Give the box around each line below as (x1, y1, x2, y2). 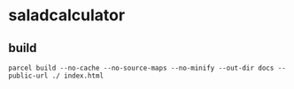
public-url (8, 71, 49, 80)
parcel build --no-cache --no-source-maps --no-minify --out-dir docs (8, 63, 275, 72)
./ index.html (51, 71, 104, 80)
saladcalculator (8, 5, 126, 26)
